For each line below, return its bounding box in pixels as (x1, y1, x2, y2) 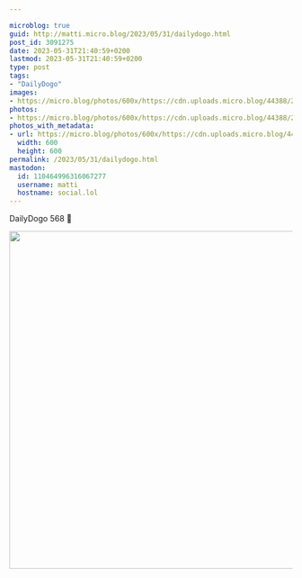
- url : (9, 130, 34, 140)
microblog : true (9, 21, 70, 30)
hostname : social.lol (17, 188, 99, 198)
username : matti (17, 180, 78, 189)
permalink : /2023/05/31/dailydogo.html (9, 155, 159, 164)
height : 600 (17, 147, 63, 156)
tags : (9, 71, 30, 81)
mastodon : (9, 163, 47, 172)
